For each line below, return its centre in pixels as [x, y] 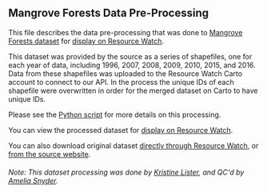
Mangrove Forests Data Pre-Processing [109, 13]
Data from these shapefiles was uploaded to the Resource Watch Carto [125, 73]
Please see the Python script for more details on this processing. [115, 115]
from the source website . [50, 154]
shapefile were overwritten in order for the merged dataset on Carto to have [133, 90]
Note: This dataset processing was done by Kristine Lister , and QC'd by [126, 172]
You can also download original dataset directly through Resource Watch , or [133, 145]
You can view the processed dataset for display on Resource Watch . [121, 130]
